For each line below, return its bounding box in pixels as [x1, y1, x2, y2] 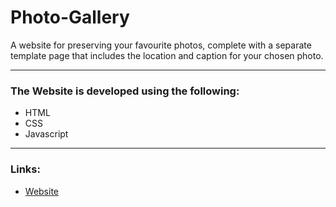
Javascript [24, 128, 69, 140]
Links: [10, 162, 41, 176]
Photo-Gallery [10, 6, 130, 29]
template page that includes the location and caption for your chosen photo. [10, 49, 324, 61]
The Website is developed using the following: [10, 84, 240, 98]
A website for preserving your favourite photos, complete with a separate [10, 39, 312, 51]
